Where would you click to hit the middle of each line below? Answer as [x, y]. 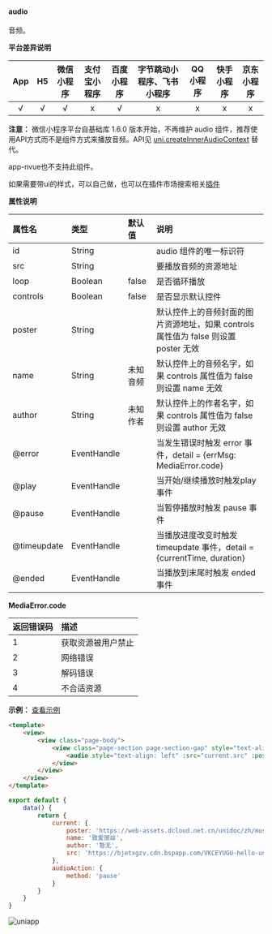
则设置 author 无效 [191, 428]
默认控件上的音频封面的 [201, 312]
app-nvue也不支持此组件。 [53, 167]
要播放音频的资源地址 [197, 266]
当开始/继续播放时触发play [206, 480]
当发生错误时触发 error [200, 443]
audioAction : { [77, 868]
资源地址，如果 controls [210, 325]
